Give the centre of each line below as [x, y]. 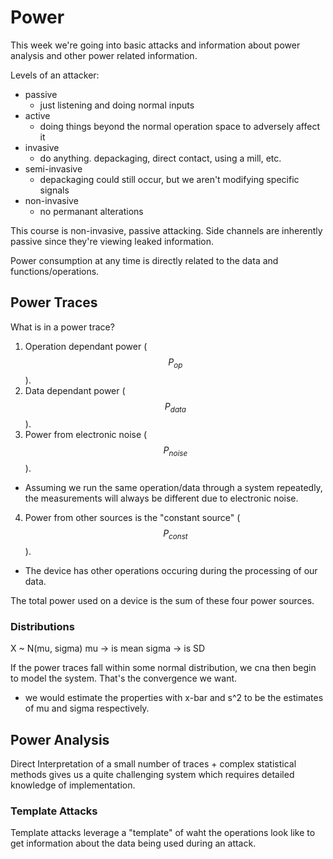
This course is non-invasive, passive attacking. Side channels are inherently [166, 230]
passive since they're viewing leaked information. [112, 241]
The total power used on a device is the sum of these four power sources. [162, 600]
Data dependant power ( [75, 390]
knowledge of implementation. [73, 785]
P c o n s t [175, 534]
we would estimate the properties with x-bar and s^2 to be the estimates [174, 698]
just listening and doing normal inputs [117, 105]
